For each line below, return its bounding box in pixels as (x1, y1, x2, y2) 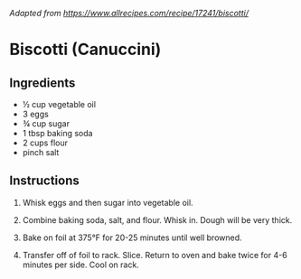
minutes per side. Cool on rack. (22, 259, 140, 270)
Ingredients (9, 75, 76, 90)
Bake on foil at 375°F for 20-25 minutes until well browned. (22, 232, 242, 243)
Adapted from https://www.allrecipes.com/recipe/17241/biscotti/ (9, 8, 249, 18)
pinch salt (22, 147, 60, 157)
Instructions (9, 173, 80, 189)
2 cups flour (22, 137, 68, 148)
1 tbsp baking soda (22, 128, 93, 138)
